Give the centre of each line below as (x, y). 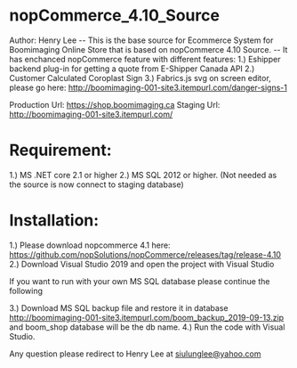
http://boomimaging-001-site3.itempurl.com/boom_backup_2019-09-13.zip (147, 317)
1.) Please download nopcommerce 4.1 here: (90, 245)
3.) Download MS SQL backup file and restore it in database (119, 307)
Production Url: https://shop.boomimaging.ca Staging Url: (115, 104)
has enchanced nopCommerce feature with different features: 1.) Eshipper (145, 59)
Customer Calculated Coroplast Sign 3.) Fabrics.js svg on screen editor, (140, 78)
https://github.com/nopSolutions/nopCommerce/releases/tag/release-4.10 (145, 254)
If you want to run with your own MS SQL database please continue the (140, 281)
